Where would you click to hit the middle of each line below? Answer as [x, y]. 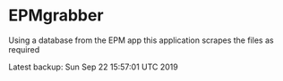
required [24, 49]
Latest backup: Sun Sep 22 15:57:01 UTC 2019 [93, 67]
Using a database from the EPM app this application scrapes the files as [141, 40]
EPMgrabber [56, 16]
